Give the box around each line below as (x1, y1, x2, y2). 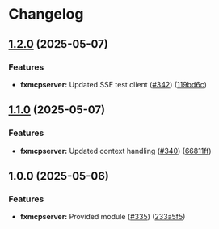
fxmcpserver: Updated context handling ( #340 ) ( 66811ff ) (19, 146, 212, 155)
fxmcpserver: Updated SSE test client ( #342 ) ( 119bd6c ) (19, 79, 208, 89)
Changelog (8, 5, 84, 23)
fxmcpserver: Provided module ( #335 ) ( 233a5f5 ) (19, 212, 186, 222)
